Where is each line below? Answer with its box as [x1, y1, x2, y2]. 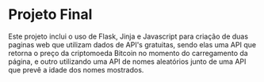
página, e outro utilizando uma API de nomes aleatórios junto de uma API [8, 57, 247, 66]
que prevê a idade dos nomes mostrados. [8, 65, 144, 74]
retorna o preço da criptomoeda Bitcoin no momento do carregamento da [8, 48, 248, 58]
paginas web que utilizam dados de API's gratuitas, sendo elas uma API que [8, 39, 256, 49]
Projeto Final [8, 6, 93, 24]
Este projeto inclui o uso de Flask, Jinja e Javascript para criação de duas [8, 32, 248, 41]
